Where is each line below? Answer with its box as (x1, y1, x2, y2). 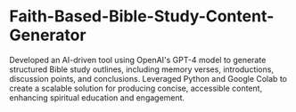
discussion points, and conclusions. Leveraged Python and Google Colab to (9, 73, 288, 84)
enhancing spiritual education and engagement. (9, 92, 185, 103)
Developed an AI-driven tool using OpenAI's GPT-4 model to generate (9, 54, 267, 65)
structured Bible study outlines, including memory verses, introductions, (9, 64, 275, 75)
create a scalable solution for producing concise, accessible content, (9, 83, 263, 93)
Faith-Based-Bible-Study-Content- (9, 6, 275, 27)
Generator (9, 25, 86, 45)
